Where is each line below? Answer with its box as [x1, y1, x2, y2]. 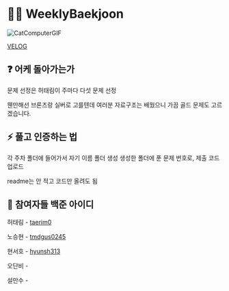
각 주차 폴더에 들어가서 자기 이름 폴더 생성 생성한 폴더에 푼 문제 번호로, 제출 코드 [7, 153, 220, 162]
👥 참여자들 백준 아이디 [7, 199, 94, 210]
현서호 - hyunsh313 [7, 247, 61, 255]
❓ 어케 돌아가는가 [7, 64, 75, 75]
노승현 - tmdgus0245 [7, 233, 66, 241]
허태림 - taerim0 [7, 218, 52, 227]
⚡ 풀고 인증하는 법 [7, 131, 77, 143]
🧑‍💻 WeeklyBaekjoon [7, 6, 124, 22]
